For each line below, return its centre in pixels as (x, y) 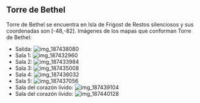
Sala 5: (24, 81)
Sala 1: (23, 55)
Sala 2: (24, 61)
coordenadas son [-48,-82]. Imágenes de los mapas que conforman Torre (99, 31)
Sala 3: (24, 68)
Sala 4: (24, 74)
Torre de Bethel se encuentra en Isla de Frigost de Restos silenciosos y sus (100, 24)
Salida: (23, 49)
